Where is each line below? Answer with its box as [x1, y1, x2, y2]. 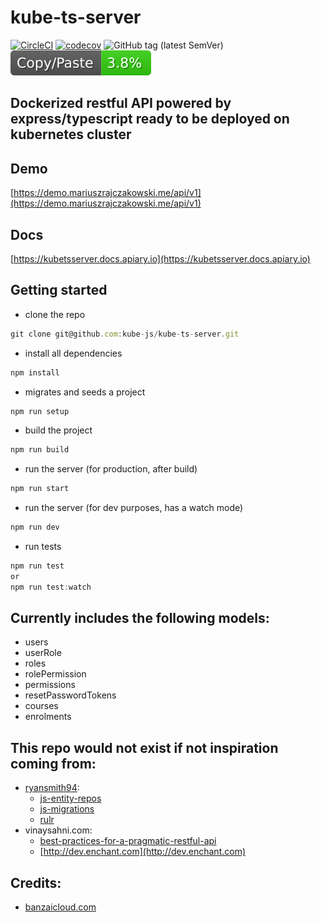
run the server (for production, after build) [24, 463, 198, 475]
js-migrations [39, 803, 95, 815]
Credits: [10, 874, 62, 891]
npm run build [10, 445, 70, 455]
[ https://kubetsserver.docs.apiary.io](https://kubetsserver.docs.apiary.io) [10, 252, 311, 265]
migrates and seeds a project [24, 386, 146, 398]
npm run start [10, 484, 70, 494]
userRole [24, 647, 62, 659]
